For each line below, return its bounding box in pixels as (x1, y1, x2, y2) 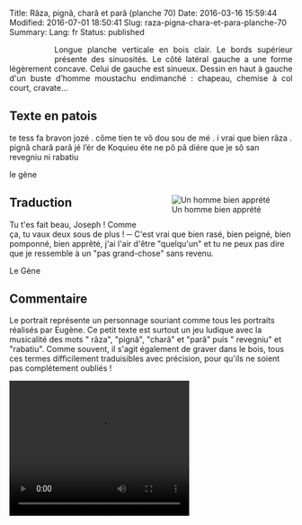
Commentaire (9, 292, 88, 307)
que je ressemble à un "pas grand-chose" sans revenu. (9, 248, 214, 258)
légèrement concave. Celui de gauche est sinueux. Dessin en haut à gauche (9, 63, 293, 74)
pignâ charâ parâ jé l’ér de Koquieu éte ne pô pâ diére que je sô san (9, 141, 260, 152)
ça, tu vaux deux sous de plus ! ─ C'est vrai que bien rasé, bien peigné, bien (9, 229, 291, 240)
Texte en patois (9, 108, 97, 124)
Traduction (9, 195, 73, 211)
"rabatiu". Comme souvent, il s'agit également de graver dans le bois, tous (9, 344, 285, 355)
